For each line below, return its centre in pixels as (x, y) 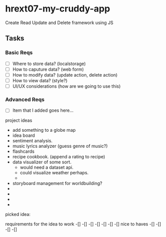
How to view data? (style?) (40, 80)
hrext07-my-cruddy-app (58, 9)
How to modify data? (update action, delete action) (65, 75)
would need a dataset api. (47, 167)
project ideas (19, 120)
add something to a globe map (44, 130)
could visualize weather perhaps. (54, 173)
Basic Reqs (19, 53)
